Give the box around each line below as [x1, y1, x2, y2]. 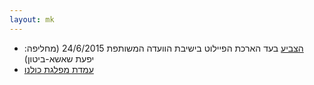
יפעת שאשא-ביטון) [23, 52, 95, 65]
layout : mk [9, 14, 55, 25]
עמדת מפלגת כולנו [23, 63, 94, 75]
